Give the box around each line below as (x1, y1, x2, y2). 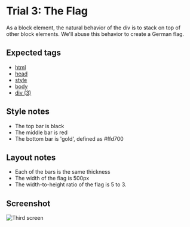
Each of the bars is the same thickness (14, 168, 111, 175)
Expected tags (6, 48, 62, 58)
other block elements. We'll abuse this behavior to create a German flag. (6, 30, 184, 37)
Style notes (6, 107, 50, 117)
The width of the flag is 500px (14, 175, 90, 182)
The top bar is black (14, 122, 65, 129)
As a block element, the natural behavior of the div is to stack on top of (6, 24, 181, 31)
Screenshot (6, 198, 51, 208)
